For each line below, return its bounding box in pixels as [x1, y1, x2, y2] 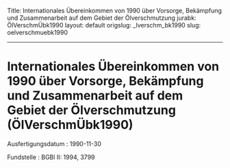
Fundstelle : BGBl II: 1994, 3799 [7, 153, 95, 161]
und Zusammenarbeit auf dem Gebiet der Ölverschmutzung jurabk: [7, 14, 196, 22]
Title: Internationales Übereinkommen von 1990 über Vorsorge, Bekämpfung [7, 7, 222, 14]
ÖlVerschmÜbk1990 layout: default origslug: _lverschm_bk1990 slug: [7, 21, 201, 29]
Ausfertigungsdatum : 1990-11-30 [7, 139, 101, 147]
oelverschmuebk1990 [7, 28, 68, 36]
